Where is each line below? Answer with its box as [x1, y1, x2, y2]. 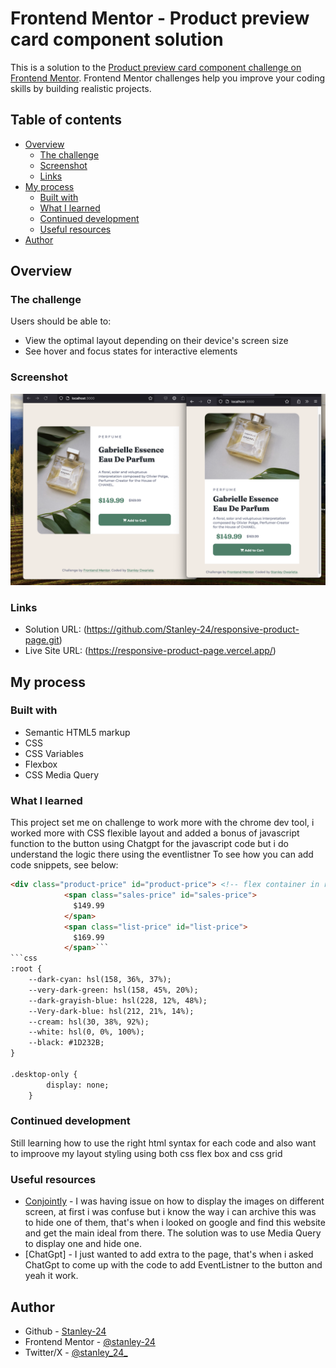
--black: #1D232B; [28, 1038, 105, 1048]
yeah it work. [24, 1270, 79, 1282]
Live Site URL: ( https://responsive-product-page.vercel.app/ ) [24, 645, 277, 657]
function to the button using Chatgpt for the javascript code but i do [10, 838, 289, 850]
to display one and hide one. [24, 1238, 142, 1250]
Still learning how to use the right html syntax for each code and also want [10, 1137, 317, 1149]
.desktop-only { [10, 1069, 78, 1079]
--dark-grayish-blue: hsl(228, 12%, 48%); [28, 995, 208, 1006]
